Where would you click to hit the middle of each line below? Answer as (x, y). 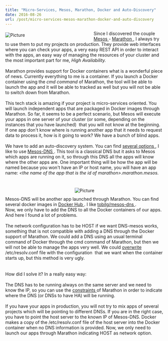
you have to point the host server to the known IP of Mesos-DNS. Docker (81, 317)
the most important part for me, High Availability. (56, 61)
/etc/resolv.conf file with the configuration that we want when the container (84, 253)
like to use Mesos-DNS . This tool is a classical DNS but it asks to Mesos (80, 151)
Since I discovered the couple (124, 34)
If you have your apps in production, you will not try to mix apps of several (82, 306)
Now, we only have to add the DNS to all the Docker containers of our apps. (83, 210)
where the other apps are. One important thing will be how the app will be (81, 162)
